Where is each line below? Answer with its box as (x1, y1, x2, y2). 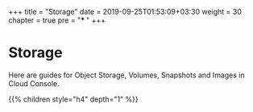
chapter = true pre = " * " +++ (8, 15, 106, 25)
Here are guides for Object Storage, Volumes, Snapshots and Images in (8, 70, 245, 80)
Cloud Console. (8, 78, 60, 88)
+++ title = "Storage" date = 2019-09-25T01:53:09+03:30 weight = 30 (8, 7, 242, 16)
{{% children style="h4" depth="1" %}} (8, 94, 139, 104)
